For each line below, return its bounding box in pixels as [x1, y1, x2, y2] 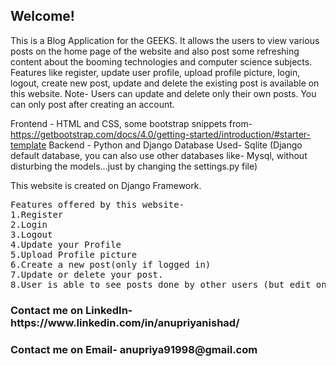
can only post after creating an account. [10, 98, 175, 110]
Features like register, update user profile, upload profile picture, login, [10, 66, 301, 78]
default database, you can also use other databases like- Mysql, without [10, 149, 308, 161]
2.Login [10, 219, 48, 230]
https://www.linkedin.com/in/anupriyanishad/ [10, 315, 240, 329]
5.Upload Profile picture [10, 249, 138, 260]
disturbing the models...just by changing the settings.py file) [10, 160, 258, 172]
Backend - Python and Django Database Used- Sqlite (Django [48, 139, 303, 151]
